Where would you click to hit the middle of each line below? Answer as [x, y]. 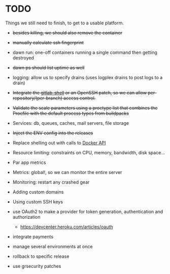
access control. [79, 98]
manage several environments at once [53, 246]
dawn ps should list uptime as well [48, 67]
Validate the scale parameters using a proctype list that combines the [85, 108]
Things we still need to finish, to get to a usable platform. [65, 23]
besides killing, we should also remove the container [67, 32]
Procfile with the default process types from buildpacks [71, 113]
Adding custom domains [38, 192]
